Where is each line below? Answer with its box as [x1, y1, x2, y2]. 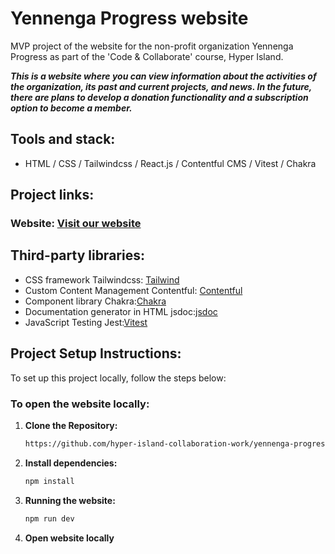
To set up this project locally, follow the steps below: [10, 372, 227, 384]
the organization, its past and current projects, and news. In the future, [10, 80, 313, 92]
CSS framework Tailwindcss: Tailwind [24, 273, 180, 286]
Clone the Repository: [24, 419, 118, 431]
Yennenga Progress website [10, 7, 249, 30]
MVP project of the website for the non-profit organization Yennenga [10, 40, 294, 52]
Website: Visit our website [10, 217, 142, 231]
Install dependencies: [24, 457, 118, 469]
